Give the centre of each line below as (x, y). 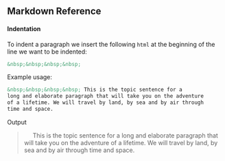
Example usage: (30, 77)
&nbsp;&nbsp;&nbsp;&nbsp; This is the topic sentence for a (95, 90)
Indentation (24, 29)
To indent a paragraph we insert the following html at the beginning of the (111, 44)
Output (17, 122)
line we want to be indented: (47, 52)
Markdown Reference (54, 11)
